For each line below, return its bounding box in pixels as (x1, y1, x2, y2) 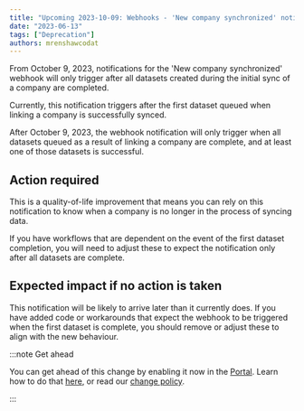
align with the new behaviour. (9, 331, 119, 341)
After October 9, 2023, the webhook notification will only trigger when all (9, 127, 281, 138)
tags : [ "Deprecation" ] (9, 30, 95, 39)
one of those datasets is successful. (9, 146, 145, 157)
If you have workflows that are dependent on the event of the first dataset (9, 233, 285, 244)
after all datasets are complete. (9, 252, 125, 263)
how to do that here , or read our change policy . (9, 376, 185, 387)
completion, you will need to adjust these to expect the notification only (9, 243, 276, 254)
